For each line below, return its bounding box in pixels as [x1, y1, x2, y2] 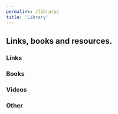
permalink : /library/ [6, 8, 60, 15]
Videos [6, 85, 27, 93]
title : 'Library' [6, 14, 49, 20]
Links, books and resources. [6, 36, 113, 46]
